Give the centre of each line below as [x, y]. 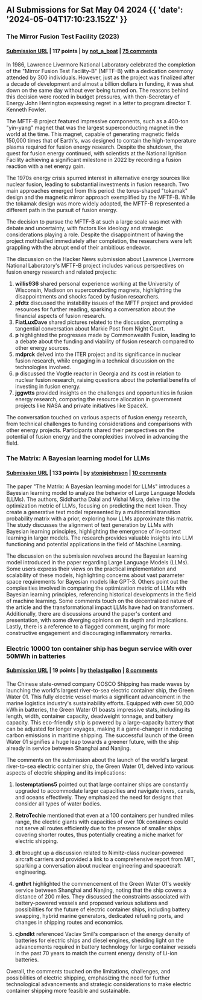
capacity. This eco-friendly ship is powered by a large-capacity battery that [100, 722]
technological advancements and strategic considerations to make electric [99, 984]
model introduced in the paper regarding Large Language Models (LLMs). [97, 562]
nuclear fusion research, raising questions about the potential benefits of [106, 379]
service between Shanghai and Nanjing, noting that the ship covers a [101, 890]
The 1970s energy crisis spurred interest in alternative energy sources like [98, 178]
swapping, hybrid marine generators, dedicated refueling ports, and [99, 915]
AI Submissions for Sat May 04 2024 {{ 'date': [95, 10]
